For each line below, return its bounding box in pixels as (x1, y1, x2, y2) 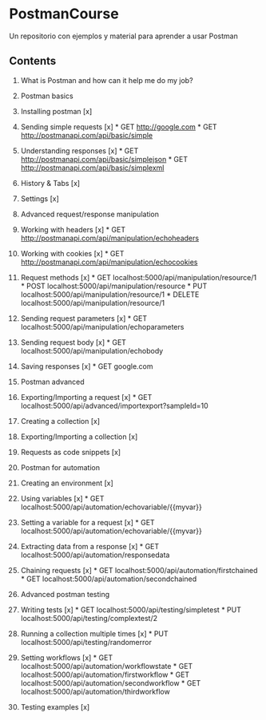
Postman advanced (20, 377, 85, 386)
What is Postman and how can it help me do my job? (20, 75, 194, 85)
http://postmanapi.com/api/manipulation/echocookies (20, 257, 198, 267)
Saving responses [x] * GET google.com (20, 361, 153, 371)
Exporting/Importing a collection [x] (20, 432, 138, 441)
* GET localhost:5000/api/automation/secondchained (20, 574, 197, 584)
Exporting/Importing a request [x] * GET (20, 392, 153, 402)
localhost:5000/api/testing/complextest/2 (20, 613, 158, 623)
